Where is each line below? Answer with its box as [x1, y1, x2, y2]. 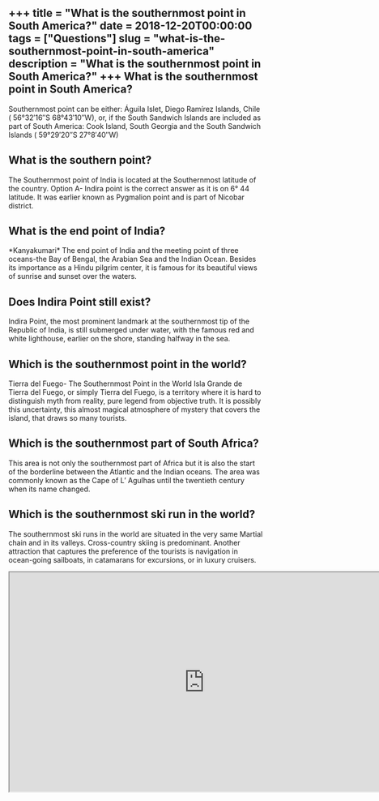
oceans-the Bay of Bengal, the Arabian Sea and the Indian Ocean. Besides [8, 255, 257, 264]
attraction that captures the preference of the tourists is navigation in [8, 546, 239, 556]
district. [8, 200, 34, 210]
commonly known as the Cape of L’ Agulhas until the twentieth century [8, 475, 245, 485]
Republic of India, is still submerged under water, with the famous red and [8, 325, 255, 335]
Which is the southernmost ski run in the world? [8, 508, 256, 521]
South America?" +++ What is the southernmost [8, 70, 258, 84]
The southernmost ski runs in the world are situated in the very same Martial [8, 529, 263, 538]
